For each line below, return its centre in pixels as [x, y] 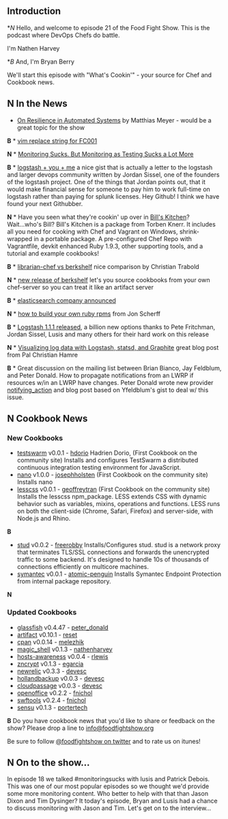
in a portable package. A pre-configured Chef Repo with [113, 238]
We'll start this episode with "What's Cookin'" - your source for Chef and [110, 75]
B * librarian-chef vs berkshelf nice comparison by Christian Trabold [103, 266]
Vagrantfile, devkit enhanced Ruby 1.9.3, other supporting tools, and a [105, 246]
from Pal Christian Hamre [43, 355]
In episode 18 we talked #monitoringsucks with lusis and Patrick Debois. [109, 779]
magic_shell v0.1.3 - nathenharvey [65, 649]
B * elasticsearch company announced [61, 300]
